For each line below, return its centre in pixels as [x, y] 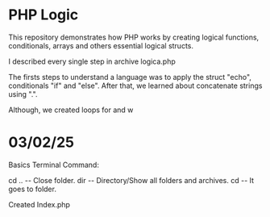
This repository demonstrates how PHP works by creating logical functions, [134, 37]
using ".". [23, 94]
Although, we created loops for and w [71, 110]
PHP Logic [44, 15]
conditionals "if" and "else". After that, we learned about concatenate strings [135, 86]
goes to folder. [32, 189]
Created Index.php [39, 204]
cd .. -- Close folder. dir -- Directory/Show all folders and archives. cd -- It [131, 180]
